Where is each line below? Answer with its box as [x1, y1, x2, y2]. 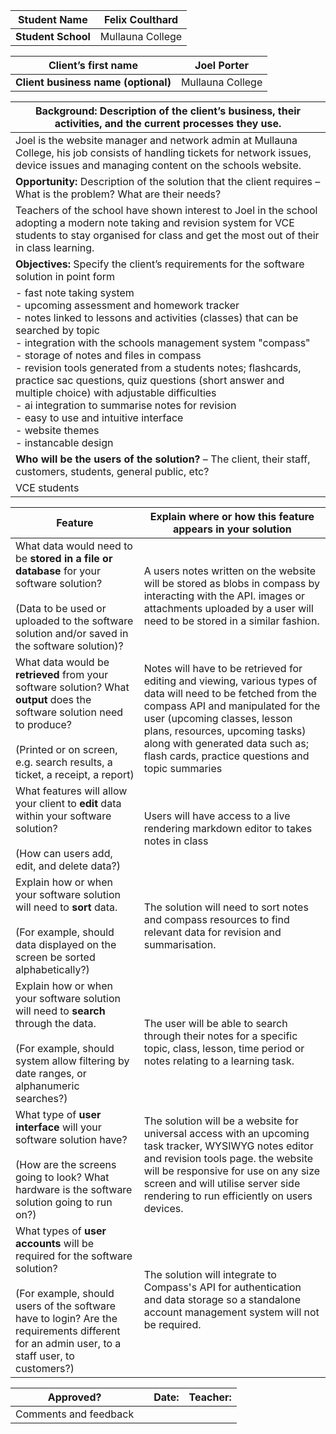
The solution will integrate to [143, 1268, 277, 1281]
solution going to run [15, 1195, 113, 1209]
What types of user [15, 1224, 107, 1238]
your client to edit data [15, 797, 122, 810]
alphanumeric [15, 1079, 80, 1093]
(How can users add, [15, 847, 113, 860]
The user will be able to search [143, 1017, 288, 1030]
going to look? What [15, 1170, 110, 1184]
